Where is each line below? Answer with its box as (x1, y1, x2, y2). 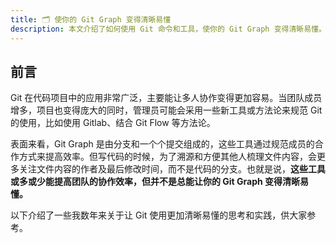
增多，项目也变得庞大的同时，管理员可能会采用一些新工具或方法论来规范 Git (10, 104, 323, 116)
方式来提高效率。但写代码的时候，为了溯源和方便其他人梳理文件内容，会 (18, 151, 317, 163)
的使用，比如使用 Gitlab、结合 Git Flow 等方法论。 (10, 117, 216, 129)
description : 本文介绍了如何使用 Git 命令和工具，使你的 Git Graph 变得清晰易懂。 (10, 24, 327, 34)
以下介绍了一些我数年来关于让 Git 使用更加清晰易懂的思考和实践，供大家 (10, 209, 308, 221)
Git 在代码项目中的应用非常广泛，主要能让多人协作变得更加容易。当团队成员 (10, 92, 323, 104)
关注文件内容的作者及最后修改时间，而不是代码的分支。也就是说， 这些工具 (18, 163, 326, 175)
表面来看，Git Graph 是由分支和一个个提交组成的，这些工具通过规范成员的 (10, 138, 315, 150)
